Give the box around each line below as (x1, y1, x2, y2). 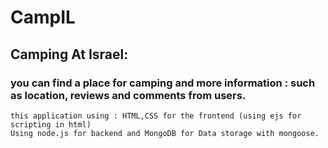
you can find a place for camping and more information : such (10, 76, 316, 90)
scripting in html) (10, 119, 92, 130)
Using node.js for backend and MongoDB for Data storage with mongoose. (10, 128, 320, 138)
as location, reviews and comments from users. (10, 88, 247, 102)
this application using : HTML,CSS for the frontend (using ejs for (10, 111, 302, 121)
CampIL (10, 6, 76, 29)
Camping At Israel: (10, 46, 129, 63)
